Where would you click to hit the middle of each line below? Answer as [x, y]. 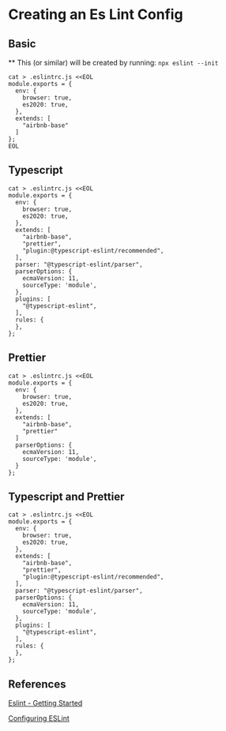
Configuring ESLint [39, 718]
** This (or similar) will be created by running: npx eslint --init [113, 62]
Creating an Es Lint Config [96, 15]
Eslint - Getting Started [45, 703]
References [37, 684]
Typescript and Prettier [66, 497]
